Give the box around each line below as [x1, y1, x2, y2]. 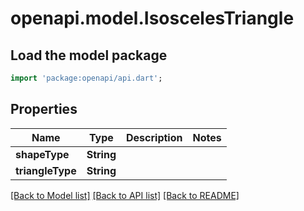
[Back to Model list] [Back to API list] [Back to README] [10, 189, 240, 201]
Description [126, 130, 183, 144]
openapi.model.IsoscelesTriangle [10, 7, 295, 30]
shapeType [15, 147, 70, 161]
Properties [10, 101, 78, 118]
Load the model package [10, 47, 168, 64]
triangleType [15, 163, 77, 177]
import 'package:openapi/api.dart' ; [10, 73, 163, 83]
